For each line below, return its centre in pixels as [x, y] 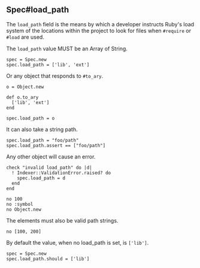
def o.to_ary [22, 97]
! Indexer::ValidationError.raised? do [61, 173]
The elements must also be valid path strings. [62, 220]
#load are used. [25, 37]
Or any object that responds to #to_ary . [55, 76]
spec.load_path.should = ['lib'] [48, 259]
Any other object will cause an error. [51, 156]
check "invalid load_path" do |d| [49, 167]
